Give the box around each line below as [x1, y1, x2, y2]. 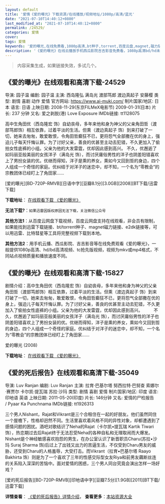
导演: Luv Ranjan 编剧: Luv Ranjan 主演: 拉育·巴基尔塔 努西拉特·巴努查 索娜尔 [5, 382, 159, 388]
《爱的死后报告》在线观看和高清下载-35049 [5, 368, 139, 377]
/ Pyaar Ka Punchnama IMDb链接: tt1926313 [5, 401, 94, 407]
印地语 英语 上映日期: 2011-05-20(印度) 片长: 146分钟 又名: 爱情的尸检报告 [5, 394, 154, 400]
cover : [5, 35, 19, 40]
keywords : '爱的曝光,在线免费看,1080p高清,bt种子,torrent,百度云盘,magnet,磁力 [5, 44, 158, 49]
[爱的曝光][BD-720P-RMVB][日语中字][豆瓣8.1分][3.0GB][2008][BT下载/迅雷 [5, 180, 158, 187]
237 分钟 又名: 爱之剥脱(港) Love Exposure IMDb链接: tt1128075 [11, 111, 140, 116]
